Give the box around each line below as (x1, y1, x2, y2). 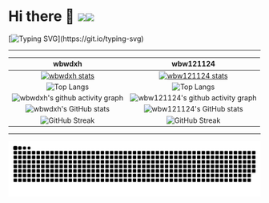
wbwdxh (53, 59, 82, 69)
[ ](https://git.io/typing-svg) (8, 34, 144, 43)
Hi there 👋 (8, 7, 74, 26)
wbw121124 (171, 59, 216, 69)
